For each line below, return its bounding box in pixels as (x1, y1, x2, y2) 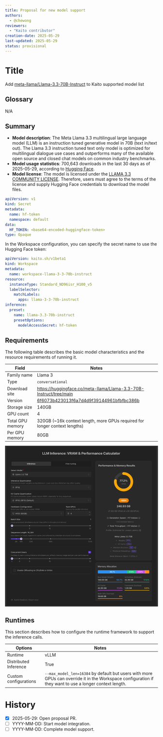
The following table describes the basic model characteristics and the (5, 349, 145, 355)
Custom (7, 673, 23, 679)
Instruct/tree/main (37, 391, 73, 396)
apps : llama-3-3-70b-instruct (17, 297, 79, 302)
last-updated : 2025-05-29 (5, 39, 57, 44)
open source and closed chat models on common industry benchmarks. (12, 156, 156, 162)
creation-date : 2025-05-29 (5, 33, 60, 38)
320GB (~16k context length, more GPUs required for (37, 418, 145, 424)
